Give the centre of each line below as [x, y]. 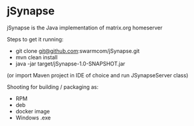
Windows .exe [33, 118]
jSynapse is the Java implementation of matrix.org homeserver [85, 28]
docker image [33, 111]
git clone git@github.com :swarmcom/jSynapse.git [78, 51]
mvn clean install [36, 57]
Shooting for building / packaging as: [53, 87]
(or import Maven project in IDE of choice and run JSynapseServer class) [98, 75]
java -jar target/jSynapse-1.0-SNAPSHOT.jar [70, 64]
